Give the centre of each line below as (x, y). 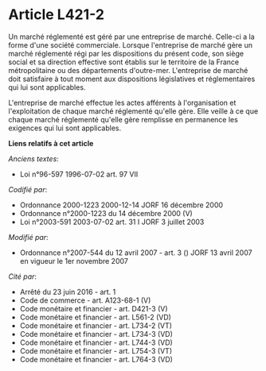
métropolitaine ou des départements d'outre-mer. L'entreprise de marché (128, 70)
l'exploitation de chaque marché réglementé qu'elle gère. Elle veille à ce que (133, 111)
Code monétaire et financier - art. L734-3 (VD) (96, 334)
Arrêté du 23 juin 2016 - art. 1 (68, 292)
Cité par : (23, 276)
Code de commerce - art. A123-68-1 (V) (85, 300)
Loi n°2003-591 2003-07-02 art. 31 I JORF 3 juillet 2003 (112, 222)
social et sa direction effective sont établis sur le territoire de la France (124, 62)
